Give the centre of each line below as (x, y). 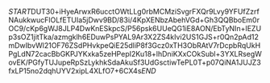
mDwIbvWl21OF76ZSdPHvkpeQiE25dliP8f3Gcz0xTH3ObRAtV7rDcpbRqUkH (135, 45)
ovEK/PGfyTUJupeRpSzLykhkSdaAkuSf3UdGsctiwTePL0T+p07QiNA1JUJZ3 (135, 62)
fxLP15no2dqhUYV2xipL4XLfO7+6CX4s (75, 71)
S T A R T (20, 12)
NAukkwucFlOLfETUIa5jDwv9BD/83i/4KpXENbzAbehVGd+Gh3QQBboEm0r (134, 20)
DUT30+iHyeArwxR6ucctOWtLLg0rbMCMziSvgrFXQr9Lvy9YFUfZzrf (145, 12)
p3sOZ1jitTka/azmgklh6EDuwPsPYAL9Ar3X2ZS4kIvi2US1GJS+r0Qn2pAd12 (134, 37)
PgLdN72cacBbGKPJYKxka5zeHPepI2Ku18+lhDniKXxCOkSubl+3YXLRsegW (135, 54)
